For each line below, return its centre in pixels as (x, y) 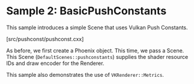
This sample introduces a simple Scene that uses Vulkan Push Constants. (97, 27)
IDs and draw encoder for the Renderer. (55, 63)
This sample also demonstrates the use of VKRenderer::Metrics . (85, 74)
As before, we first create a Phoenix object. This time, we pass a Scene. (95, 50)
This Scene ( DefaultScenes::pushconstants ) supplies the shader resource (97, 57)
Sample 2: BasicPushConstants (86, 11)
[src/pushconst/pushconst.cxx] (45, 39)
